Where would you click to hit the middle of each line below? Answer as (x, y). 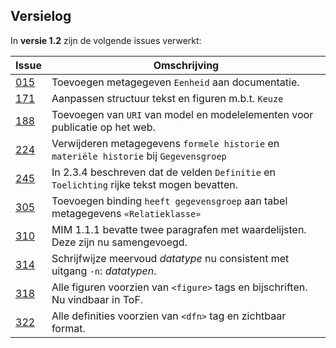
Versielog (41, 16)
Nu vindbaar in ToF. (97, 299)
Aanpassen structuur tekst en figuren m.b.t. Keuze (167, 98)
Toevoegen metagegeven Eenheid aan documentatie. (175, 82)
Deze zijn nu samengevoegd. (119, 242)
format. (68, 328)
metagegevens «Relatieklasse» (126, 213)
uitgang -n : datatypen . (104, 271)
